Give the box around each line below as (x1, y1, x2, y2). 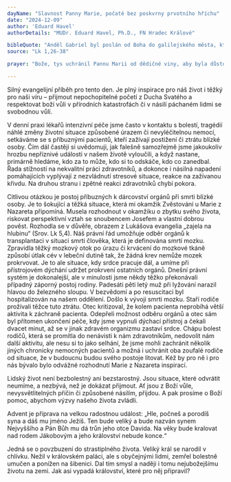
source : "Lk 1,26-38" (7, 48, 69, 55)
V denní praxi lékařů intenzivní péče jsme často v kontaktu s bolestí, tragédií (7, 120, 223, 129)
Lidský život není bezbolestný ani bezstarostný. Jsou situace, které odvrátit (7, 374, 220, 382)
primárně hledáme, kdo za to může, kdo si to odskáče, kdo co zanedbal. (7, 157, 211, 165)
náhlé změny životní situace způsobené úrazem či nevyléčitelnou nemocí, (7, 128, 217, 136)
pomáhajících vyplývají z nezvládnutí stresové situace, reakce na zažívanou (7, 171, 221, 180)
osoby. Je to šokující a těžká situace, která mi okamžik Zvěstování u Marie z (7, 200, 222, 208)
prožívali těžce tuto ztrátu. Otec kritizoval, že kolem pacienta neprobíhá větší (7, 302, 224, 311)
